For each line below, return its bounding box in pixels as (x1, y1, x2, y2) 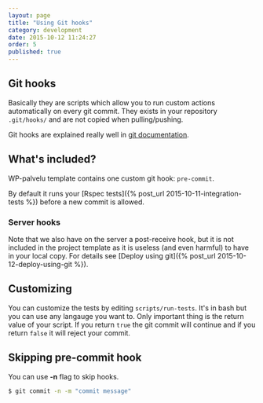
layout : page (8, 11, 51, 20)
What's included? (8, 152, 97, 166)
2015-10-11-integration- (166, 189, 242, 198)
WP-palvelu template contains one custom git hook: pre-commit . (8, 174, 214, 183)
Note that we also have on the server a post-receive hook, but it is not (8, 234, 234, 244)
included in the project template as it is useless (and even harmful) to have (8, 243, 250, 252)
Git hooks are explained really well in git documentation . (8, 130, 190, 139)
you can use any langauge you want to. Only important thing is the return (8, 311, 245, 321)
